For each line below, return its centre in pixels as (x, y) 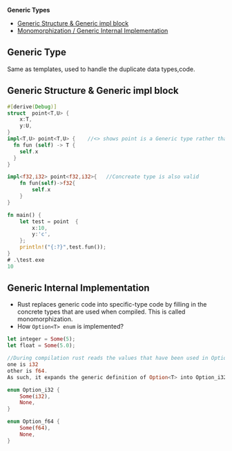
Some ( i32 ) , (35, 396)
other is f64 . (28, 371)
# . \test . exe (26, 260)
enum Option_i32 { (33, 390)
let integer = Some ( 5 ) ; (41, 339)
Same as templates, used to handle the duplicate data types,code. (101, 69)
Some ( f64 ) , (35, 428)
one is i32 (23, 365)
